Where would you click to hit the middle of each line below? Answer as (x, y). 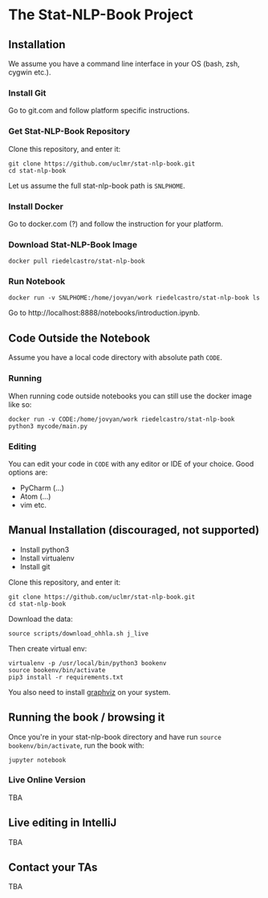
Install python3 (45, 549)
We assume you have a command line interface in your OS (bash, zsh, (124, 63)
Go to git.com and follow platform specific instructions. (99, 111)
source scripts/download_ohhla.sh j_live (79, 633)
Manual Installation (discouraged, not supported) (134, 531)
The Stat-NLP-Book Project (101, 15)
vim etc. (33, 504)
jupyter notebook (37, 760)
